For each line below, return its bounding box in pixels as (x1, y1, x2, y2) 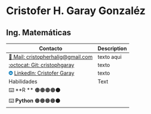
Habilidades (8, 78, 38, 85)
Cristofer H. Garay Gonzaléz (6, 4, 146, 18)
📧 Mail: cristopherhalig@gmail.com (8, 53, 93, 60)
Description (98, 45, 127, 52)
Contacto (39, 45, 63, 52)
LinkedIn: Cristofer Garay (14, 69, 75, 77)
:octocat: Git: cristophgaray (8, 62, 75, 68)
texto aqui (98, 53, 122, 60)
